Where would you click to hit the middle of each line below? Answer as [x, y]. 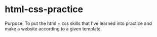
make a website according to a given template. [53, 28]
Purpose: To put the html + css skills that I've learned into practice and [78, 23]
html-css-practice [44, 9]
